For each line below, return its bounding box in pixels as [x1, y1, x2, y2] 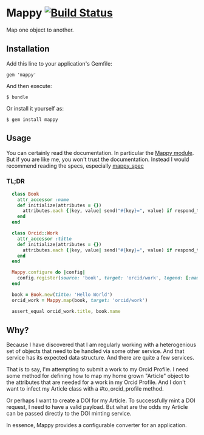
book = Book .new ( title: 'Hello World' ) [12, 292, 113, 298]
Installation [6, 44, 50, 54]
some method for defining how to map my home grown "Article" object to [6, 372, 190, 380]
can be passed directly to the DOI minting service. [6, 410, 132, 417]
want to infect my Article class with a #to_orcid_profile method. [6, 385, 164, 392]
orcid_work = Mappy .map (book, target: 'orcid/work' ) [12, 297, 148, 303]
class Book [12, 191, 39, 197]
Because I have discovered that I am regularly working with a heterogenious [6, 341, 196, 349]
